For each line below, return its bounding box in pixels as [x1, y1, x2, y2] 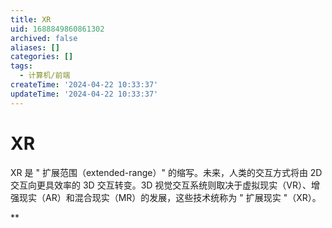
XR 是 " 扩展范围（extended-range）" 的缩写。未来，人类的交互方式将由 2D [10, 166, 323, 178]
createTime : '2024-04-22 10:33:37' [10, 80, 159, 90]
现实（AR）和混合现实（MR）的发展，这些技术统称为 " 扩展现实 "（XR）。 [18, 191, 322, 203]
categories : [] [10, 52, 74, 62]
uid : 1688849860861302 [10, 24, 105, 34]
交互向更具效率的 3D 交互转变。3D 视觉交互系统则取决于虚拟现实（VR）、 [10, 179, 312, 191]
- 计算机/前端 [19, 71, 71, 81]
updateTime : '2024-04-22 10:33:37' [10, 89, 159, 99]
